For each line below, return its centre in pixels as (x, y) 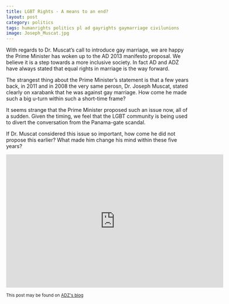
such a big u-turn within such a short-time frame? (66, 99)
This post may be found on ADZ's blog (45, 296)
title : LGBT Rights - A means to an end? (57, 11)
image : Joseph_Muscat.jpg (37, 33)
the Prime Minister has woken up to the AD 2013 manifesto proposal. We (93, 56)
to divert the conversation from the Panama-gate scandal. (76, 122)
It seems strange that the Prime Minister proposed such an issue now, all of (97, 110)
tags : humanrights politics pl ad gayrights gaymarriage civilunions (93, 28)
